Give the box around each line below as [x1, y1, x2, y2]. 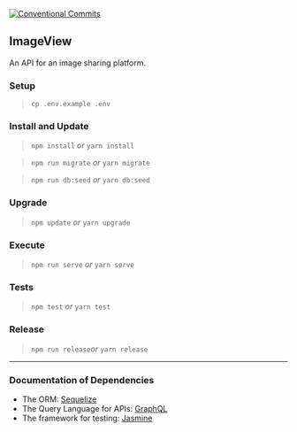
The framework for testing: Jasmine [21, 413, 153, 423]
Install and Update [9, 120, 89, 133]
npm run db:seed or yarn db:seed [30, 174, 150, 185]
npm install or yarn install [30, 140, 135, 150]
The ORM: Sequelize [21, 394, 97, 405]
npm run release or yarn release [30, 343, 148, 354]
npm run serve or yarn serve [30, 259, 135, 269]
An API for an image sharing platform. [9, 58, 146, 68]
